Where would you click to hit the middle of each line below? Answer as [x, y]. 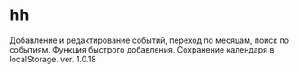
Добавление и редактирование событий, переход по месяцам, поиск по [149, 40]
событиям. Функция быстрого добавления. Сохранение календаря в [142, 49]
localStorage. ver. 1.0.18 [53, 59]
